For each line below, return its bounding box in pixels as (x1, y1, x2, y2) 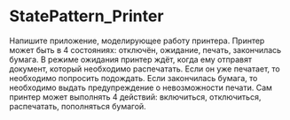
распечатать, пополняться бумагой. (9, 101, 146, 111)
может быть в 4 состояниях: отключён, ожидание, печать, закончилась (9, 44, 282, 55)
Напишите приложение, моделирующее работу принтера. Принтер (9, 35, 265, 46)
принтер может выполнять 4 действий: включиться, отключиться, (9, 91, 262, 102)
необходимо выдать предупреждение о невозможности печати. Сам (9, 82, 273, 93)
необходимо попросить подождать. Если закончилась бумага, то (9, 72, 258, 83)
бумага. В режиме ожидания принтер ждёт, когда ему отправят (9, 54, 253, 64)
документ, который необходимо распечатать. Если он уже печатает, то (9, 64, 281, 74)
